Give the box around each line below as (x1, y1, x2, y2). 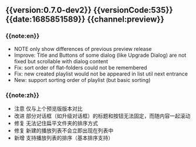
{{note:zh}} (5, 91, 39, 99)
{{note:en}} (5, 32, 40, 40)
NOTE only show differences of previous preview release (13, 45, 152, 52)
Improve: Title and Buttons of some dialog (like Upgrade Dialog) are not (13, 52, 187, 59)
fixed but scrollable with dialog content (13, 57, 109, 64)
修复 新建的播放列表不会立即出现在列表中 (13, 127, 114, 134)
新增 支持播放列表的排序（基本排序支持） (13, 134, 114, 141)
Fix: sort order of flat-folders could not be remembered (13, 64, 147, 71)
